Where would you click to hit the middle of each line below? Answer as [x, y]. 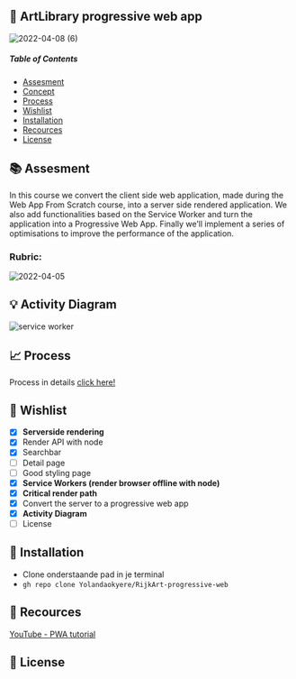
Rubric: [26, 256]
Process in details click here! [63, 382]
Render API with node [63, 442]
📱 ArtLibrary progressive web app [106, 17]
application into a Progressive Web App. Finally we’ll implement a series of [147, 224]
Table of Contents [44, 59]
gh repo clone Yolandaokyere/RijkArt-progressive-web [125, 584]
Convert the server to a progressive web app [105, 503]
